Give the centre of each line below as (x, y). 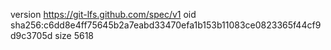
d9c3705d (31, 35)
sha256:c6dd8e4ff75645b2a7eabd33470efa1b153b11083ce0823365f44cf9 (166, 25)
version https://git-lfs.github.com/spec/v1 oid (103, 14)
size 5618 (74, 35)
